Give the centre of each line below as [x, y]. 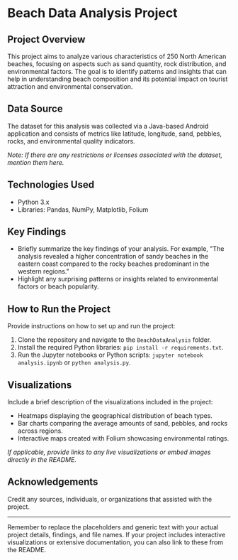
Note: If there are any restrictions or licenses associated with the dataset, [115, 155]
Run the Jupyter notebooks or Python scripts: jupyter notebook [110, 355]
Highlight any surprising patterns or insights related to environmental [118, 279]
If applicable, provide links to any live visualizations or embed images [109, 452]
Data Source [35, 109]
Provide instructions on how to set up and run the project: [91, 326]
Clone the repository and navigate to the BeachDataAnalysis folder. [114, 340]
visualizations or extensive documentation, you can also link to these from [115, 542]
